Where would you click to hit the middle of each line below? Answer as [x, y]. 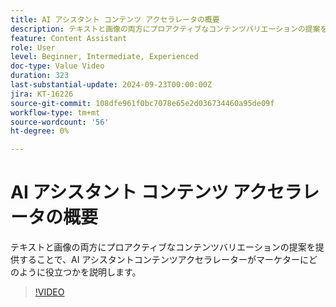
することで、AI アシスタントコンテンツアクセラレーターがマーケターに [164, 260]
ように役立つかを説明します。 [80, 272]
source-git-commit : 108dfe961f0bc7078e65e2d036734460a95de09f [142, 103]
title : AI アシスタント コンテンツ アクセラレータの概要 [115, 19]
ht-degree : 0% [40, 131]
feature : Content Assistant [69, 38]
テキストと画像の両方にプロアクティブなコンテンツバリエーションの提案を [163, 247]
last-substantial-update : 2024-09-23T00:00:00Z [111, 85]
